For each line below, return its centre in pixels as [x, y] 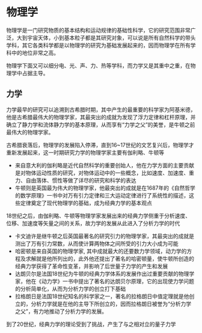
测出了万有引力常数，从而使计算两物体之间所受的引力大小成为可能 [96, 243]
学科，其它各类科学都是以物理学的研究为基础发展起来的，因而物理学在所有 [98, 45]
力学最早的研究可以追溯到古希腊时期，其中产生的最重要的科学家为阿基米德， [101, 110]
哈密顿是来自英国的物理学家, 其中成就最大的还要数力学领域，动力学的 [101, 251]
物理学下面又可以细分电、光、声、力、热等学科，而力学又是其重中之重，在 [98, 65]
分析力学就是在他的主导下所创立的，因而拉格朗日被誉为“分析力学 [111, 303]
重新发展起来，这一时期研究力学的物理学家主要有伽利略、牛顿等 [85, 152]
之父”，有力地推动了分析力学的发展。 [61, 311]
